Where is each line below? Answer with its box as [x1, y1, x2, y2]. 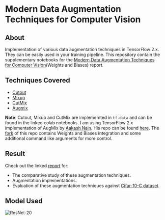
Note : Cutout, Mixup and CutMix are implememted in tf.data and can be [5, 114, 152, 120]
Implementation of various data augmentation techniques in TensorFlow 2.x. [5, 47, 159, 52]
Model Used [5, 197, 43, 205]
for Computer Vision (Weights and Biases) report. [5, 62, 104, 68]
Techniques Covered [5, 76, 70, 84]
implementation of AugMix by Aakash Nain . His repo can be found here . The [5, 125, 160, 131]
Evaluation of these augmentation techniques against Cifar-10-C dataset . [12, 183, 160, 189]
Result [5, 150, 26, 158]
